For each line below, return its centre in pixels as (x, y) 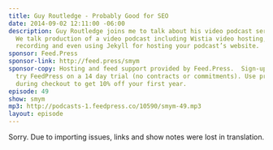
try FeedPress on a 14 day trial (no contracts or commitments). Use (136, 76)
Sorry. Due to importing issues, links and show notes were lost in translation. (136, 137)
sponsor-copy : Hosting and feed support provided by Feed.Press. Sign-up (138, 69)
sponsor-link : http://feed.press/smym (74, 62)
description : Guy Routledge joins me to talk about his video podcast (130, 31)
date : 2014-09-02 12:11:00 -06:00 (67, 24)
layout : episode (36, 114)
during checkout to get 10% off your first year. (101, 84)
